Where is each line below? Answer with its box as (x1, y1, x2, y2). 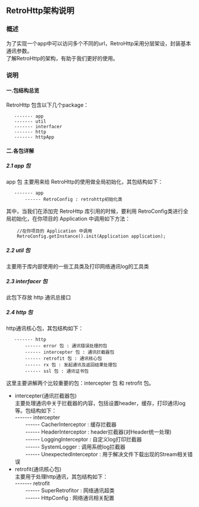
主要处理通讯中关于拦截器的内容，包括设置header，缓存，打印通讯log (14, 400, 186, 407)
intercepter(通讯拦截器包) (14, 392, 77, 400)
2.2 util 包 (6, 246, 31, 253)
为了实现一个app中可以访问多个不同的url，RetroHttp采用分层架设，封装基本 (6, 39, 191, 47)
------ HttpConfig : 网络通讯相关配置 (25, 494, 115, 502)
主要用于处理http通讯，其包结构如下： (14, 473, 108, 480)
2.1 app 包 (6, 162, 31, 169)
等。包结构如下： (14, 407, 57, 415)
